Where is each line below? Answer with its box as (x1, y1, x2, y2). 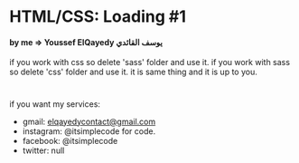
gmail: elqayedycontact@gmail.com (22, 116, 156, 127)
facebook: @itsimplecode (22, 135, 118, 146)
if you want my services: (9, 98, 101, 110)
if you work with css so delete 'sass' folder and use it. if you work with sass (9, 57, 291, 68)
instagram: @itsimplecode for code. (22, 125, 156, 137)
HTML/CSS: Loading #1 (9, 6, 187, 27)
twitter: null (22, 145, 65, 156)
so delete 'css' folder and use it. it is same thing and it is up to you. (9, 66, 257, 78)
